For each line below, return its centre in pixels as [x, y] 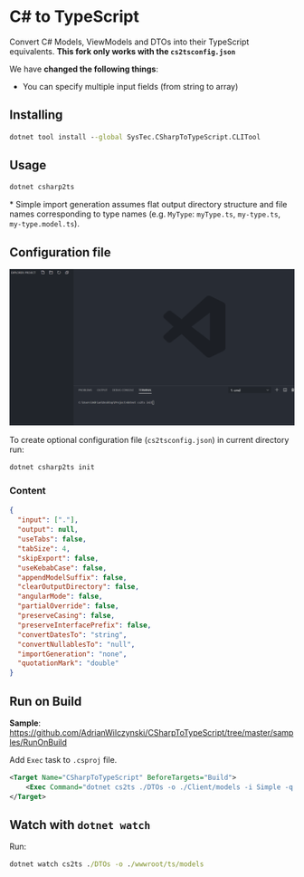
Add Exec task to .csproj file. [63, 759]
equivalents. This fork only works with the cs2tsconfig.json [123, 51]
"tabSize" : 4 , [44, 549]
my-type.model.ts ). [44, 224]
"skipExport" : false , [58, 558]
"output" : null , [48, 530]
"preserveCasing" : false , [66, 616]
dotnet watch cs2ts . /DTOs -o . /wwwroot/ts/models [107, 864]
